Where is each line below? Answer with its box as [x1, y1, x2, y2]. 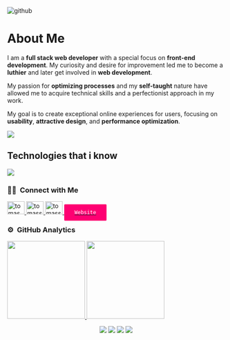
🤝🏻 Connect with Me [7, 185, 79, 195]
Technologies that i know [7, 150, 118, 162]
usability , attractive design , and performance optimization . [7, 117, 181, 125]
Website [74, 209, 97, 216]
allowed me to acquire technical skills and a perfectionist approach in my [7, 88, 215, 97]
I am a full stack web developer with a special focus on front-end [7, 53, 195, 62]
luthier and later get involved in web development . [7, 68, 153, 76]
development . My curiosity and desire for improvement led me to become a [7, 61, 223, 69]
